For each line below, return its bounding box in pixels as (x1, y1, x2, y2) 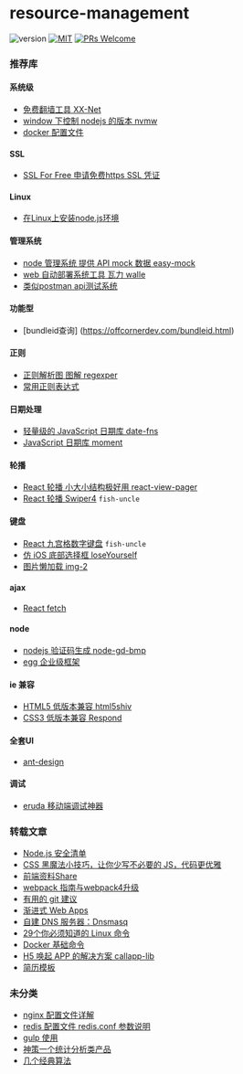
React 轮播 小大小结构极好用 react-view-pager (22, 482, 198, 493)
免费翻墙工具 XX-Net (22, 104, 102, 115)
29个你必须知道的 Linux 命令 (22, 928, 131, 939)
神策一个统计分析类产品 (22, 1044, 111, 1055)
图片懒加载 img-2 (22, 560, 89, 571)
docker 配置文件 (22, 127, 84, 138)
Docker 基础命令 (22, 940, 85, 950)
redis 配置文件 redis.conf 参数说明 (22, 1021, 151, 1032)
